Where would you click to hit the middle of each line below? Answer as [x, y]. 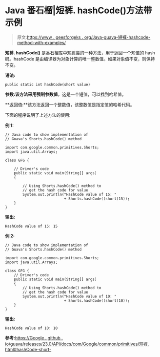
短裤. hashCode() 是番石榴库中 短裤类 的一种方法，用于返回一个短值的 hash [80, 53]
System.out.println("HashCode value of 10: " [70, 296]
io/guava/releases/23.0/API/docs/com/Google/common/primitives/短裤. [77, 344]
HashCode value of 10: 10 [31, 328]
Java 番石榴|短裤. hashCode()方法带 [79, 10]
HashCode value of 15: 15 [31, 226]
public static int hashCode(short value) [48, 84]
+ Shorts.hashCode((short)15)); [97, 199]
